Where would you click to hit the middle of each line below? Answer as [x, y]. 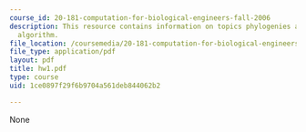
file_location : [38, 43]
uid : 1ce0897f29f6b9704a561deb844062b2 [85, 86]
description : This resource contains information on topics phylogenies [150, 26]
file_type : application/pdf [63, 52]
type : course [34, 77]
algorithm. [38, 35]
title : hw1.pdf [38, 69]
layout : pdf [32, 60]
